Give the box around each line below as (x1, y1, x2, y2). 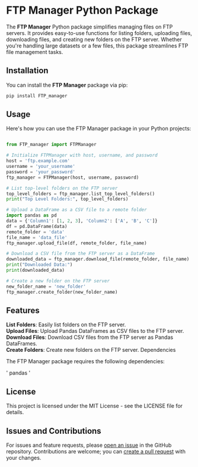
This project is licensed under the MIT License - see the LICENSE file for (6, 402, 183, 409)
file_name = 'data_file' (6, 234, 68, 240)
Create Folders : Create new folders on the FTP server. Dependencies (6, 347, 176, 354)
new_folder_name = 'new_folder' (6, 283, 86, 290)
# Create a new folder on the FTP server (6, 278, 110, 284)
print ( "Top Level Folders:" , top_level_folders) (6, 196, 129, 202)
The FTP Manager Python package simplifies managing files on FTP (6, 23, 173, 30)
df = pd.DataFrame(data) (6, 223, 68, 229)
